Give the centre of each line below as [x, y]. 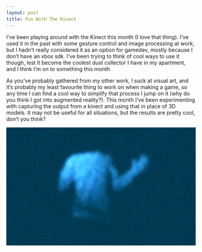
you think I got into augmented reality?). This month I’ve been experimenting [101, 100]
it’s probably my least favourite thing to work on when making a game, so [97, 87]
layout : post [23, 13]
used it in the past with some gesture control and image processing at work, [100, 43]
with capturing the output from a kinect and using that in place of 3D [91, 106]
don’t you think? [26, 119]
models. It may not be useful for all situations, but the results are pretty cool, [101, 112]
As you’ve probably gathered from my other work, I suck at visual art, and [97, 81]
